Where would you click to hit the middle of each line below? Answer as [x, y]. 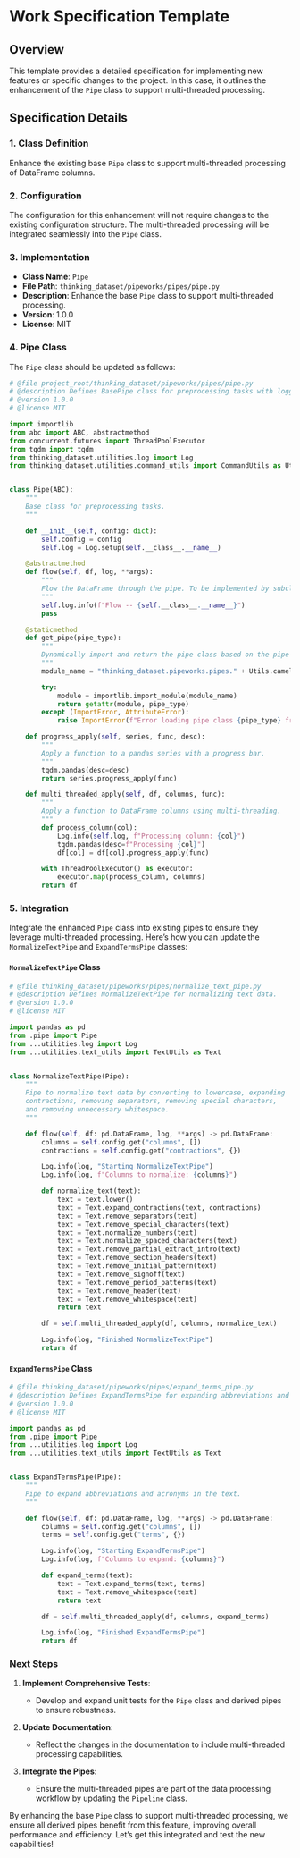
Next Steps [34, 1664]
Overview [37, 50]
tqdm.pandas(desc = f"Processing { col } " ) [131, 844]
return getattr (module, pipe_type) [123, 704]
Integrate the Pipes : [59, 1771]
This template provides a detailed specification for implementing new [136, 71]
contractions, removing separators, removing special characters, [151, 1102]
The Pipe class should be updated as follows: [92, 367]
